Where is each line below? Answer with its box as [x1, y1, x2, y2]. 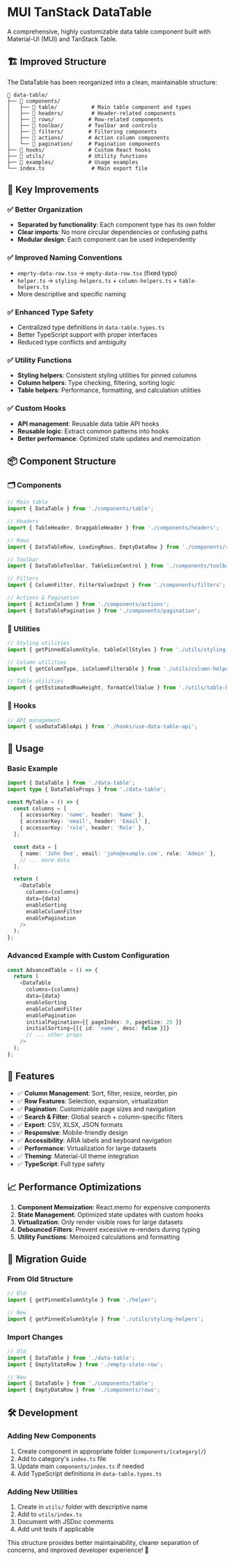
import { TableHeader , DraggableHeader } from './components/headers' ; [7, 524, 219, 531]
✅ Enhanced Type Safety [7, 307, 94, 317]
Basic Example [7, 763, 58, 773]
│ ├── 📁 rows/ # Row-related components [7, 116, 164, 123]
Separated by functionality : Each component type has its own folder [17, 221, 216, 229]
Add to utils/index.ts [17, 1510, 82, 1518]
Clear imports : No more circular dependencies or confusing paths [17, 228, 208, 236]
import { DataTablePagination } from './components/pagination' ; [7, 607, 201, 614]
